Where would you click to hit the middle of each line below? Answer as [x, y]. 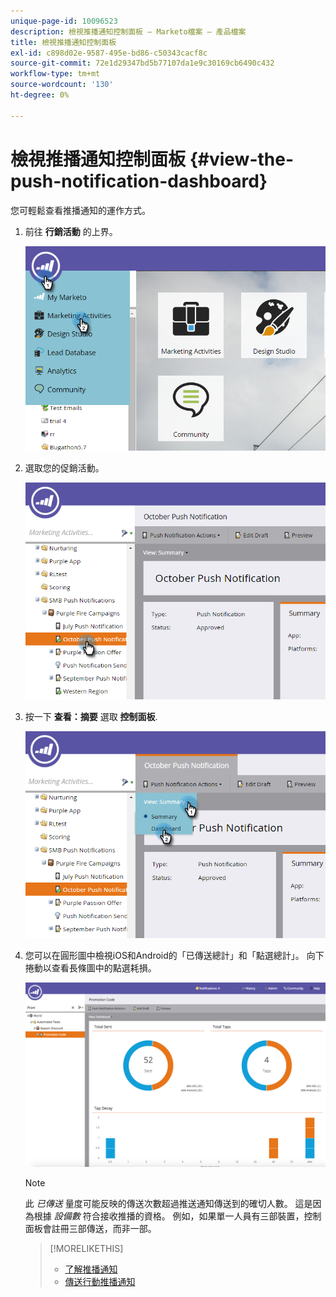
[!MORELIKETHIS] [86, 1248]
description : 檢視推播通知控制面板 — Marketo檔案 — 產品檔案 [128, 31]
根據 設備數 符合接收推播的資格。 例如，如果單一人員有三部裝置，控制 [177, 1216]
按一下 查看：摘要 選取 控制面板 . [91, 716]
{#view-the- [242, 159]
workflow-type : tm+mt [55, 74]
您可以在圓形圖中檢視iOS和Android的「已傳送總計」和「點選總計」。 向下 [174, 956]
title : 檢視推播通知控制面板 [63, 42]
